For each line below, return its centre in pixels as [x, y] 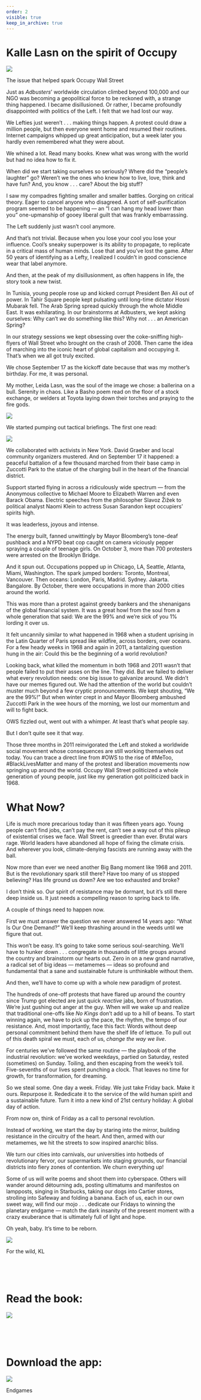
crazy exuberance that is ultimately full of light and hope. [76, 1217]
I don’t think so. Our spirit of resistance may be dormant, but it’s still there [97, 892]
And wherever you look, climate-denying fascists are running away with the [99, 850]
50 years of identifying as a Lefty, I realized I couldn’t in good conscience [97, 257]
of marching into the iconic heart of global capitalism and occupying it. [93, 350]
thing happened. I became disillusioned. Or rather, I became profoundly [94, 105]
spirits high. [21, 513]
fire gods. [18, 405]
